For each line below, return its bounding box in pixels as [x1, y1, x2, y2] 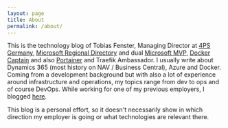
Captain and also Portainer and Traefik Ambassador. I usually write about [7, 56, 214, 64]
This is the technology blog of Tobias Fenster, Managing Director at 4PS [7, 42, 211, 50]
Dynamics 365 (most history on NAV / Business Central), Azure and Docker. [7, 63, 222, 72]
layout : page [7, 10, 45, 17]
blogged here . [7, 92, 47, 101]
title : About [7, 16, 45, 23]
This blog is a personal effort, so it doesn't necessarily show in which [7, 105, 203, 114]
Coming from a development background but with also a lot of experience [7, 71, 216, 79]
